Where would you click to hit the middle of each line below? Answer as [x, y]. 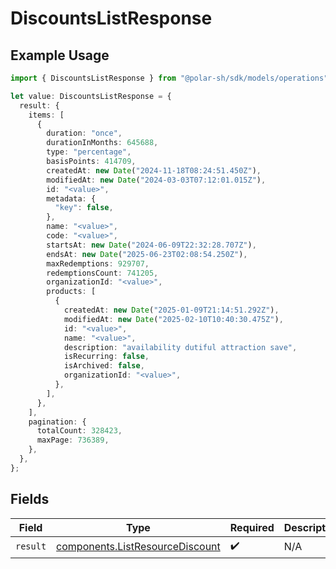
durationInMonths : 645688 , [102, 143]
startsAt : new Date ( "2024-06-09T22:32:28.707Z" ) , [151, 245]
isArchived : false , [104, 366]
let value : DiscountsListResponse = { [91, 96]
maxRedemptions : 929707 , [98, 263]
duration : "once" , [84, 133]
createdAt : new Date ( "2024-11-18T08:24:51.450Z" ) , [154, 170]
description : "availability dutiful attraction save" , [180, 347]
